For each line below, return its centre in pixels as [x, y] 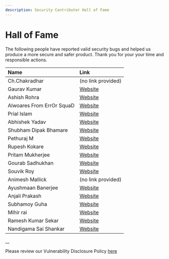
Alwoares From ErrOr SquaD [41, 105]
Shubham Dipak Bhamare [38, 130]
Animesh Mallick [27, 179]
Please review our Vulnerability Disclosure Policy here [61, 251]
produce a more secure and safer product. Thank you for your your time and [84, 54]
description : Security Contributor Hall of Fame [57, 10]
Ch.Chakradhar [26, 80]
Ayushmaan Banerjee [33, 188]
